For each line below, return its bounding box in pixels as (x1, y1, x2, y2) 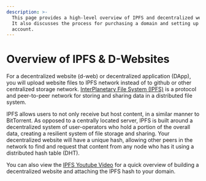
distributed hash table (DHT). (6, 149, 80, 157)
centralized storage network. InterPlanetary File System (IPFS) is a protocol (6, 86, 197, 93)
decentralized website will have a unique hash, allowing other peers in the (6, 136, 193, 144)
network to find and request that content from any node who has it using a (6, 143, 194, 150)
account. (12, 26, 34, 32)
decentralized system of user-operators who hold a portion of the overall (6, 124, 191, 131)
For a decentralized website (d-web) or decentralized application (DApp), (6, 73, 191, 80)
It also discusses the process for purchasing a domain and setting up (12, 20, 199, 26)
